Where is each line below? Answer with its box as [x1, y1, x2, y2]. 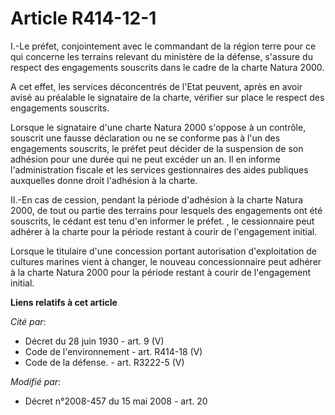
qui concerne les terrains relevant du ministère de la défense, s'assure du [10, 50, 313, 62]
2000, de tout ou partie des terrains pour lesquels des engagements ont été [10, 204, 323, 216]
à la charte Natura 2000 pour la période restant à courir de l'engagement [10, 266, 312, 278]
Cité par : [10, 315, 47, 327]
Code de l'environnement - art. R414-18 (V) [24, 345, 203, 357]
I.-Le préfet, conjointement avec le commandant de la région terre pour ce [10, 40, 317, 52]
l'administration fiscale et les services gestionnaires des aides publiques [10, 163, 309, 176]
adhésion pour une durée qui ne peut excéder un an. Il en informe [10, 153, 281, 165]
